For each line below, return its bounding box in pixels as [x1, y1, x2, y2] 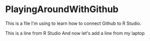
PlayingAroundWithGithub [5, 4, 119, 15]
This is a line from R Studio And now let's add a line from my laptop [5, 30, 145, 36]
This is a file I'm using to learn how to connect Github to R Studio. [5, 20, 141, 26]
